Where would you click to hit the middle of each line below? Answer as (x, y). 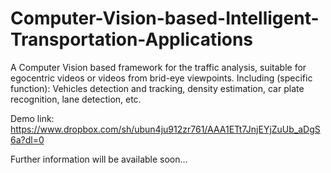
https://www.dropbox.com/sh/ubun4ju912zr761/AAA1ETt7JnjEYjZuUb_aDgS (165, 129)
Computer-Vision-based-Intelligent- (165, 18)
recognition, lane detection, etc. (76, 99)
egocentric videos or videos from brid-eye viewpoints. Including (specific (161, 78)
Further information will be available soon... (99, 159)
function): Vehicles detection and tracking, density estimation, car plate (157, 88)
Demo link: (32, 118)
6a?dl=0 (27, 139)
